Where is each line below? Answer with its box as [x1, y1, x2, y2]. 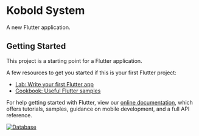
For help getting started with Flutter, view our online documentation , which [6, 99, 194, 106]
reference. [6, 111, 32, 118]
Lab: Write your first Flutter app [15, 80, 94, 88]
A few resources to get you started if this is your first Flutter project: [6, 69, 176, 76]
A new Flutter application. [6, 24, 71, 31]
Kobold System [6, 4, 85, 18]
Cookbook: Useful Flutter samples [15, 87, 101, 94]
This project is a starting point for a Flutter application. [6, 57, 142, 64]
